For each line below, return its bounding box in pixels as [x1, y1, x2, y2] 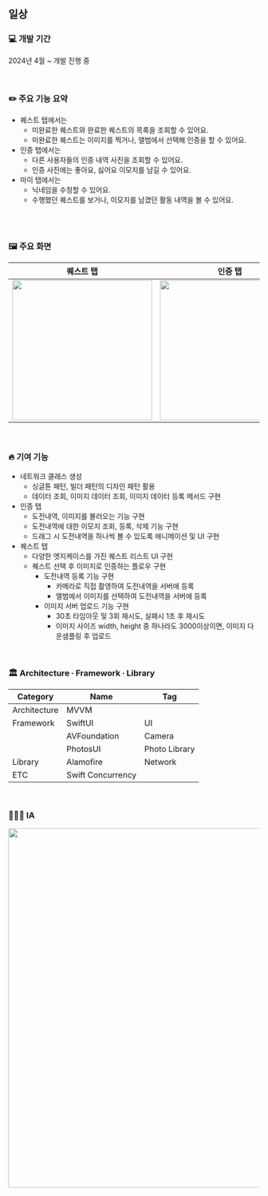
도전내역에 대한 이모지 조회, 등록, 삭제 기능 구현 [31, 521, 179, 531]
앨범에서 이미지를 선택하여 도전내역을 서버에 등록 [55, 591, 207, 600]
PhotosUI [66, 743, 101, 754]
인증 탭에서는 [19, 145, 61, 154]
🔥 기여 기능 [8, 452, 49, 463]
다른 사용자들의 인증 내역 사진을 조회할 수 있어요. [31, 155, 183, 164]
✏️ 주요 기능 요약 [8, 93, 68, 104]
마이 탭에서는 [19, 175, 61, 184]
